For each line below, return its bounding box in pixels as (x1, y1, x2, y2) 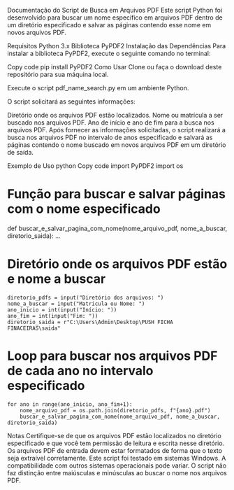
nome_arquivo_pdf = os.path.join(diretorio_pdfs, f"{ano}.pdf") (20, 407, 211, 414)
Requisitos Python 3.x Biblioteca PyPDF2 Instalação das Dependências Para (7, 42, 226, 50)
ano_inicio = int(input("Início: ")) (7, 306, 117, 314)
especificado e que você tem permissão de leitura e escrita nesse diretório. (7, 439, 225, 447)
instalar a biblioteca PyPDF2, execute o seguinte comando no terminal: (7, 49, 211, 57)
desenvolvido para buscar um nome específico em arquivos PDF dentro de (7, 13, 223, 22)
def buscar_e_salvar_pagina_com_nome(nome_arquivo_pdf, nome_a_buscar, (7, 224, 228, 232)
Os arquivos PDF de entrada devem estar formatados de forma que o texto (7, 446, 222, 454)
